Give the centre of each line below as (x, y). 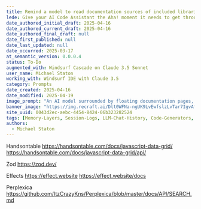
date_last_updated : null (37, 46)
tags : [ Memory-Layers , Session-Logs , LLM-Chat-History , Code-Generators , (100, 118)
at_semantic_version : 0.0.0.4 (44, 56)
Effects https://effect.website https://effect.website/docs (76, 176)
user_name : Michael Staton (40, 73)
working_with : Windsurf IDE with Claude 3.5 (63, 79)
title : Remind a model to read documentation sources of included (91, 12)
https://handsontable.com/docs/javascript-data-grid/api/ (76, 153)
